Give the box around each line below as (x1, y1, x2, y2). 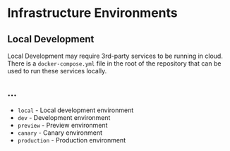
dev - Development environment (17, 113, 111, 121)
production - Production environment (17, 135, 126, 144)
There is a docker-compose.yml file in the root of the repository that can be (7, 59, 222, 68)
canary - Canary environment (17, 128, 103, 137)
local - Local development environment (17, 106, 134, 114)
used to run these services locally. (7, 67, 107, 75)
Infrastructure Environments (7, 5, 178, 21)
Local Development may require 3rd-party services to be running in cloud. (7, 52, 224, 60)
